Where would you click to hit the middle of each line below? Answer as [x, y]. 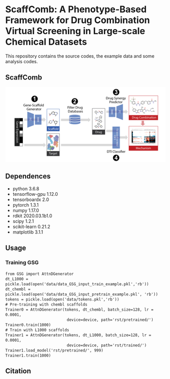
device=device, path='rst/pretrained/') [110, 320]
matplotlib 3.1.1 [28, 232]
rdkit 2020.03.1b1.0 [32, 216]
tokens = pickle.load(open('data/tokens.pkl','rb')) [62, 299]
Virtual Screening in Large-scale [75, 31]
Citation [18, 371]
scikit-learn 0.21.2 [31, 226]
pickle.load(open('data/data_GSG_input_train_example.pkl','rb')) [77, 284]
